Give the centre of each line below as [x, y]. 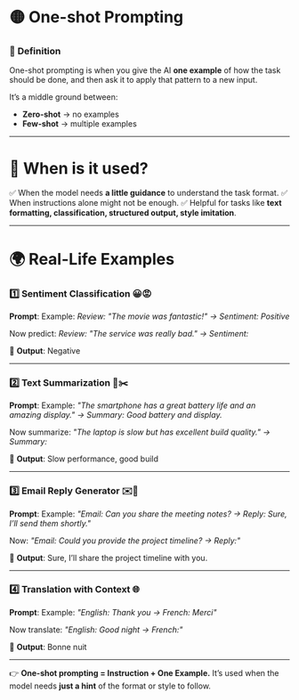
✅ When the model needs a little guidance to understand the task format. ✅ [149, 193]
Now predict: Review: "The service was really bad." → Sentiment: [129, 333]
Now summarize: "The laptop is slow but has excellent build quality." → [140, 432]
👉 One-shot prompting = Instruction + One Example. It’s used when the [144, 672]
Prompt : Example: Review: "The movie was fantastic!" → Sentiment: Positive [149, 316]
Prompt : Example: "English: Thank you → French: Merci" [113, 612]
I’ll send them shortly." [50, 523]
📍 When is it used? [79, 168]
